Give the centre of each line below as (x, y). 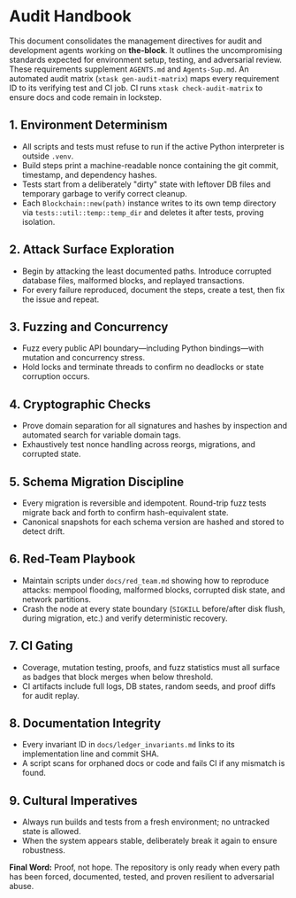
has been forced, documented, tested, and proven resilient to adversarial (142, 877)
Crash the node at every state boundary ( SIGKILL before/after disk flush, (153, 608)
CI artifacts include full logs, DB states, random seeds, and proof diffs (148, 686)
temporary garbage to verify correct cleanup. (104, 193)
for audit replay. (50, 695)
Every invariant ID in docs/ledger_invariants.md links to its (129, 745)
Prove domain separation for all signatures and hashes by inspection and (155, 426)
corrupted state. (51, 454)
